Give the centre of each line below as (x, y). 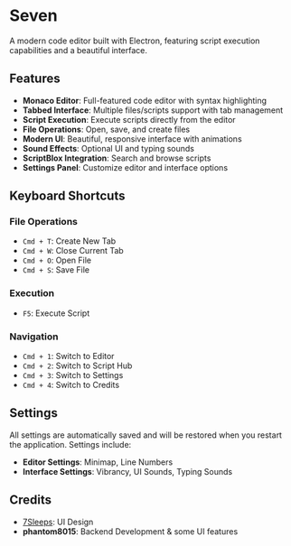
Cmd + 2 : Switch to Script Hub (77, 366)
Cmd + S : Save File (56, 270)
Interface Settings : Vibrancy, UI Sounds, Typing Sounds (127, 471)
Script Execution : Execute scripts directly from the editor (129, 119)
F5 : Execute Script (56, 313)
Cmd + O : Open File (57, 260)
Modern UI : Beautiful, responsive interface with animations (132, 139)
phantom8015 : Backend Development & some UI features (130, 531)
